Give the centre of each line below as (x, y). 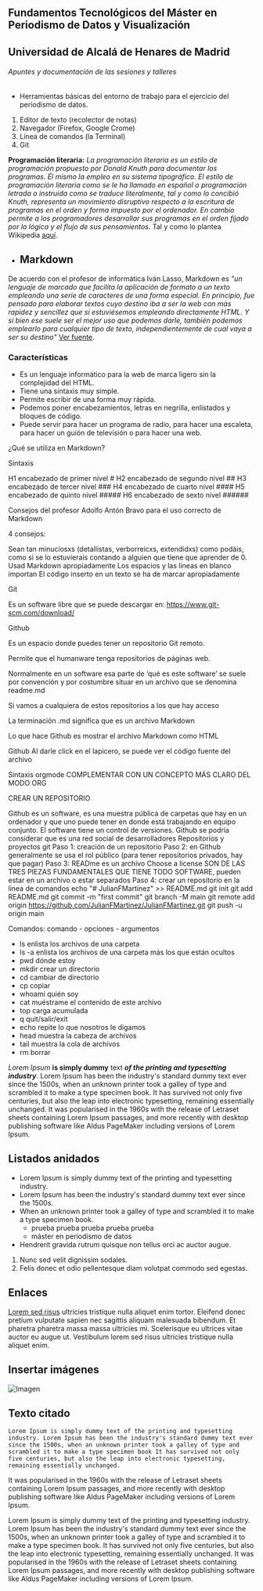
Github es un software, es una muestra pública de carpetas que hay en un (128, 814)
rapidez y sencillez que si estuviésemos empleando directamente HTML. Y (129, 312)
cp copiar (35, 986)
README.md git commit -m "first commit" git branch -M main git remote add (131, 897)
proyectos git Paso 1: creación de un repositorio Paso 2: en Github (115, 847)
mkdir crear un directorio (59, 969)
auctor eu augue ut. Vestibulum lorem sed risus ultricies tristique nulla (121, 1337)
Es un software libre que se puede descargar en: (86, 604)
